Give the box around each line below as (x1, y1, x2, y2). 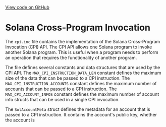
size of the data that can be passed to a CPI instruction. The (5, 75, 130, 81)
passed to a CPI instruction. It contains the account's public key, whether (5, 111, 157, 117)
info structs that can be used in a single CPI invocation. (5, 96, 120, 102)
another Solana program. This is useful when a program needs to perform (5, 49, 159, 55)
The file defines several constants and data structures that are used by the (5, 64, 160, 70)
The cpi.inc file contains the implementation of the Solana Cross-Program (5, 38, 160, 44)
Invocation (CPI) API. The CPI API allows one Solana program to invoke (5, 44, 152, 50)
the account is (5, 117, 35, 123)
